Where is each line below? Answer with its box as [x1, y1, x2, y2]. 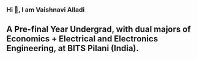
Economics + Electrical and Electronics [6, 33, 158, 44]
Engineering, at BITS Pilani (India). [6, 43, 139, 54]
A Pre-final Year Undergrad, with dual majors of [6, 24, 191, 35]
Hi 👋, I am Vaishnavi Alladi [6, 5, 85, 14]
